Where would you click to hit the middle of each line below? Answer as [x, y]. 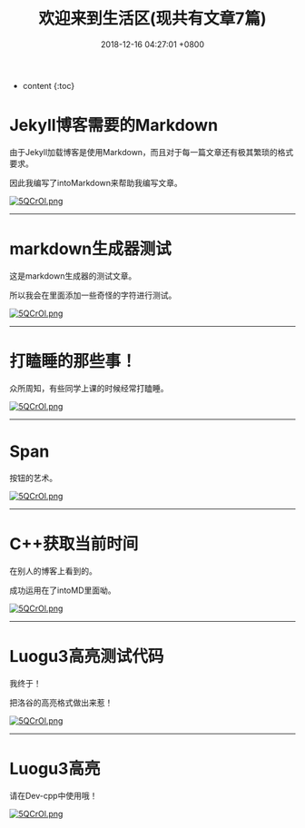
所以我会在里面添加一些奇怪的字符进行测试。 [93, 295]
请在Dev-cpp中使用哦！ [54, 795]
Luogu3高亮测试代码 [87, 656]
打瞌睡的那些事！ [74, 361]
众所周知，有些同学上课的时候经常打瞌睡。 [89, 388]
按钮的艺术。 [33, 478]
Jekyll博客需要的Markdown [114, 126]
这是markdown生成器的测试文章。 [73, 276]
